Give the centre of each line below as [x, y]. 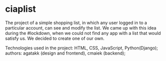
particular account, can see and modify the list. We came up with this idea [81, 28]
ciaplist [21, 9]
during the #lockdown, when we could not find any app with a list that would [83, 33]
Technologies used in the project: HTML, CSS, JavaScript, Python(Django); [82, 48]
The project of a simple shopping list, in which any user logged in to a [76, 23]
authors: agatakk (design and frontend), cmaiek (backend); [65, 53]
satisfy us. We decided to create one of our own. [55, 38]
